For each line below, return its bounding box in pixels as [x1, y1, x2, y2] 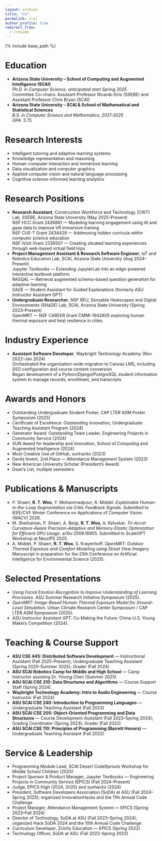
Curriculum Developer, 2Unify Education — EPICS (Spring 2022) [12, 825, 140, 831]
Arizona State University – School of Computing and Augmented [12, 76, 144, 82]
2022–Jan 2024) [12, 355, 46, 362]
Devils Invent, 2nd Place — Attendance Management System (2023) [12, 456, 148, 462]
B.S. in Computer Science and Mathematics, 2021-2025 [12, 112, 124, 118]
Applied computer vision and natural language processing [12, 171, 128, 177]
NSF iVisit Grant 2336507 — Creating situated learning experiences [12, 240, 147, 246]
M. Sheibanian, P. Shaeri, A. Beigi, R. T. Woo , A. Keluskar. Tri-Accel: [12, 520, 147, 526]
